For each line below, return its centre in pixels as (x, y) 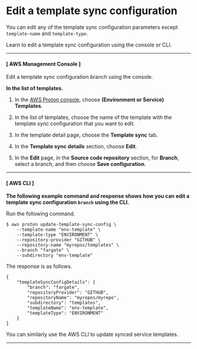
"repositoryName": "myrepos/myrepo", (73, 298)
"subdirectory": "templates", (64, 303)
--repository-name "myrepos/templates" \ (68, 245)
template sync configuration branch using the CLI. (68, 202)
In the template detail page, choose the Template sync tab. (86, 135)
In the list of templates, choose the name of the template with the (93, 117)
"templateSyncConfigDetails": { (56, 282)
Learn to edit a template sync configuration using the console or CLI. (89, 45)
